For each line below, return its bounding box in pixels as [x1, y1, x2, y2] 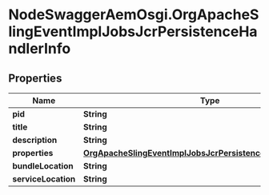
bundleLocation [12, 161, 74, 171]
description [12, 134, 58, 145]
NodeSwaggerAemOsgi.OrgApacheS [8, 6, 259, 24]
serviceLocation [12, 173, 76, 185]
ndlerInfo [8, 40, 71, 58]
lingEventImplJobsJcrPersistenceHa [8, 22, 258, 41]
